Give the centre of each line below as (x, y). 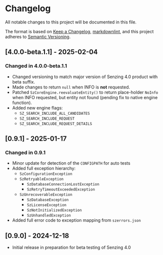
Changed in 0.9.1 (25, 152)
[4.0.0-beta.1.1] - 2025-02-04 (51, 52)
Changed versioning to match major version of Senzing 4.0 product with (85, 77)
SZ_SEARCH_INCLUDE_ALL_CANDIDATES (55, 113)
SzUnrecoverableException (46, 195)
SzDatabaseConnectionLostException (63, 184)
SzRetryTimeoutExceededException (61, 190)
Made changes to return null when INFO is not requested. (71, 87)
